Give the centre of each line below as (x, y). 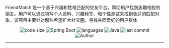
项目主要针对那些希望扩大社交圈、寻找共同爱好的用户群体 (78, 20)
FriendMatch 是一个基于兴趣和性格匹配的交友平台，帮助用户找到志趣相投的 (83, 7)
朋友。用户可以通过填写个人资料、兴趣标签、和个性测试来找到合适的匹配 (80, 14)
